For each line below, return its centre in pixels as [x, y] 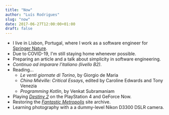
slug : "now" [18, 19]
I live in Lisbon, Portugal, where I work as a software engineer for [80, 43]
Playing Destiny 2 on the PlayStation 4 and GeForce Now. [72, 97]
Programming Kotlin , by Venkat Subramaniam [67, 91]
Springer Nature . [30, 48]
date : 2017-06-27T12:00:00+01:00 [40, 24]
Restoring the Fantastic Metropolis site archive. [62, 102]
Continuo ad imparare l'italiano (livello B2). [57, 65]
